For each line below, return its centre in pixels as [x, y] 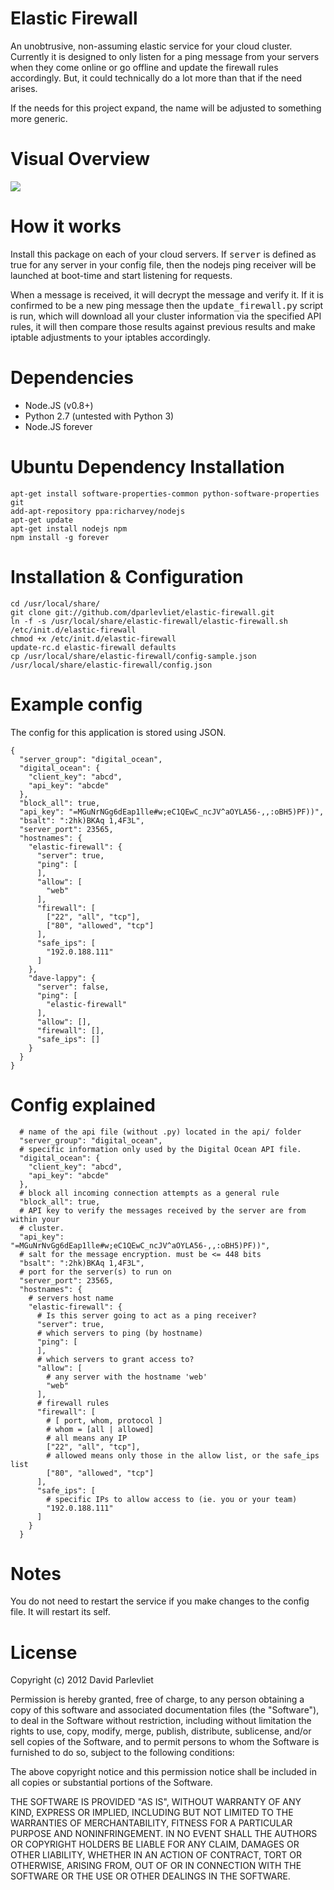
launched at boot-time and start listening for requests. [121, 275]
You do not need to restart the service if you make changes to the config [160, 1601]
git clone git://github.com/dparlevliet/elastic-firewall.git [142, 612]
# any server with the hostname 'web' [127, 1377]
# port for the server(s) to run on [95, 1272]
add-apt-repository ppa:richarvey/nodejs [98, 511]
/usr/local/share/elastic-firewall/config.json [111, 665]
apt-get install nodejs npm [69, 528]
